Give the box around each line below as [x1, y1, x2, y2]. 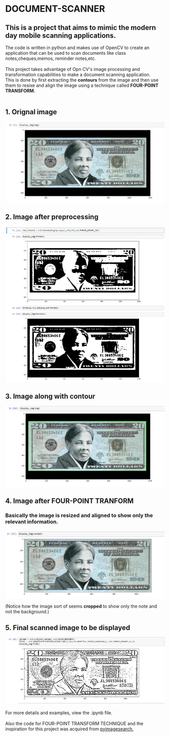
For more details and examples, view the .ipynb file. [5, 710, 113, 716]
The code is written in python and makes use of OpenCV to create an [5, 45, 150, 51]
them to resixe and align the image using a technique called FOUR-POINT [5, 82, 159, 88]
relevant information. [5, 518, 59, 525]
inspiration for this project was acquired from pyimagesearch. [5, 726, 134, 732]
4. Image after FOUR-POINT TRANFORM [5, 497, 134, 505]
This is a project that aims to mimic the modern [5, 23, 156, 32]
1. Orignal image [5, 108, 57, 117]
